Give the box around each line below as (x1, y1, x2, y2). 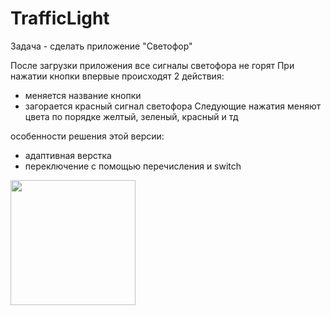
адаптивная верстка (24, 149, 112, 161)
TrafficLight (10, 7, 110, 30)
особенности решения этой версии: (10, 130, 165, 142)
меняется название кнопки (24, 89, 142, 101)
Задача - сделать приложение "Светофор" (10, 40, 193, 52)
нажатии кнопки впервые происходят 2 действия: (10, 70, 225, 82)
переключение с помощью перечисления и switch (24, 160, 242, 172)
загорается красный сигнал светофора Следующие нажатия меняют (24, 100, 322, 112)
